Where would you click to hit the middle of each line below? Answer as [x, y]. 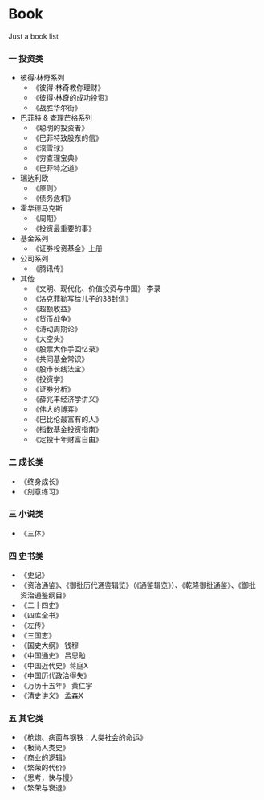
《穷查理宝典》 [57, 158]
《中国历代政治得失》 [55, 675]
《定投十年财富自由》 [67, 440]
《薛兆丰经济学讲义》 [67, 400]
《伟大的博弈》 [57, 409]
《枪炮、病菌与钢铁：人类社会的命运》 [83, 737]
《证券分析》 [53, 389]
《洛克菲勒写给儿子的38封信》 [82, 299]
